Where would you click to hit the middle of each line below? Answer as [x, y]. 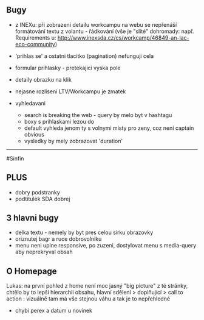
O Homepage [32, 271]
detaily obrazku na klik [43, 79]
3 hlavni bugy [32, 218]
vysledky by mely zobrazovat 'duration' [73, 141]
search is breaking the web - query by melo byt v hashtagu [98, 115]
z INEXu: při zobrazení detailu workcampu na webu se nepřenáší [96, 24]
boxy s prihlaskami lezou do [59, 121]
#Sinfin [15, 158]
